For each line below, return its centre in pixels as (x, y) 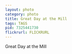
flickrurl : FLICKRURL (27, 32)
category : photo (22, 14)
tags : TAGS (16, 23)
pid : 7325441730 (22, 28)
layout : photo (20, 10)
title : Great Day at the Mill (36, 19)
